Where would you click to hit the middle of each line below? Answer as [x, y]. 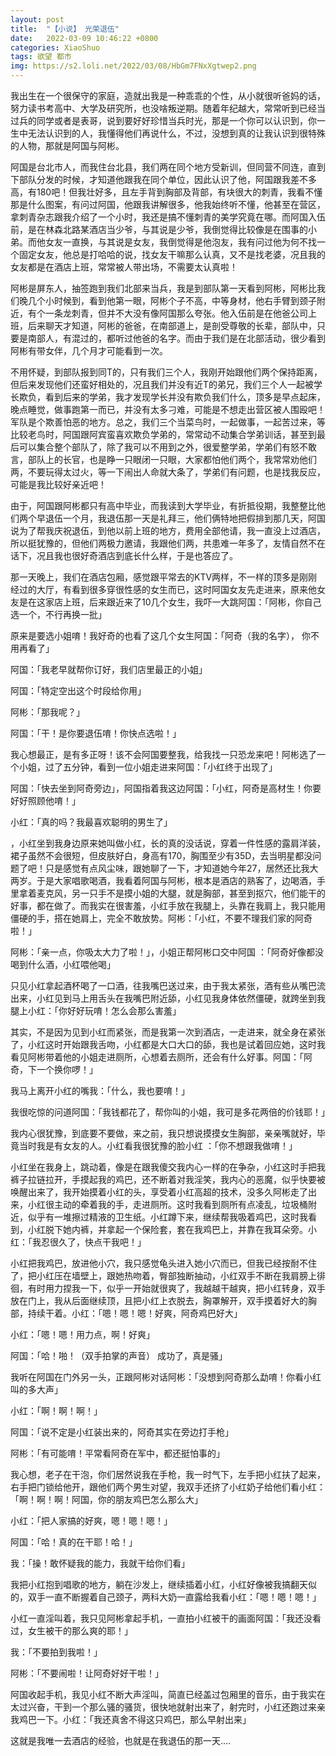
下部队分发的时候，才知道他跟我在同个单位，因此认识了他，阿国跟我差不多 [163, 179]
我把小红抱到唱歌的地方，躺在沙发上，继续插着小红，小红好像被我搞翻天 [159, 1584]
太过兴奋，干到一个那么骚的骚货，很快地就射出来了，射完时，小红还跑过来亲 [168, 1707]
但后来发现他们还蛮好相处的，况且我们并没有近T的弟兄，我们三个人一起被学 [166, 384]
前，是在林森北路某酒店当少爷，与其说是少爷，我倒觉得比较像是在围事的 [159, 229]
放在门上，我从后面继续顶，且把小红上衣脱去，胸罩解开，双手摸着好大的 [159, 1300]
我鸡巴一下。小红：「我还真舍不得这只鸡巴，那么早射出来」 [131, 1719]
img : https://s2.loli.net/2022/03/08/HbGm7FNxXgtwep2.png [133, 66]
